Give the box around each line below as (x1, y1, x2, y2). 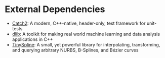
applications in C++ (12, 36, 53, 42)
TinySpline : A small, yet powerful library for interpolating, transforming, (12, 41, 160, 47)
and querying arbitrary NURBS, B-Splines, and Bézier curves (12, 47, 139, 53)
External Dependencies (5, 4, 105, 15)
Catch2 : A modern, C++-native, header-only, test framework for (12, 20, 146, 26)
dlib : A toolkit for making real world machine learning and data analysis (12, 31, 160, 37)
